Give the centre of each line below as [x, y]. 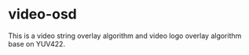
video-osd [42, 14]
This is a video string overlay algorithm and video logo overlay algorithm [125, 36]
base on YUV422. [37, 43]
